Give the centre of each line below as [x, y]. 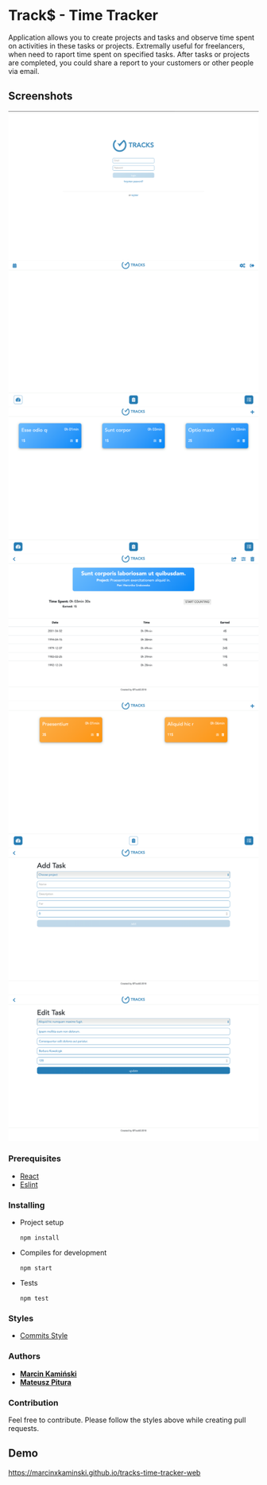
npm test [34, 1299]
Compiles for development [63, 1253]
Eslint [29, 1184]
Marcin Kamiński [48, 1374]
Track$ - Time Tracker [83, 15]
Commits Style [44, 1336]
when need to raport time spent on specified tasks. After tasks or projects [129, 54]
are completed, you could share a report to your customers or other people [131, 63]
